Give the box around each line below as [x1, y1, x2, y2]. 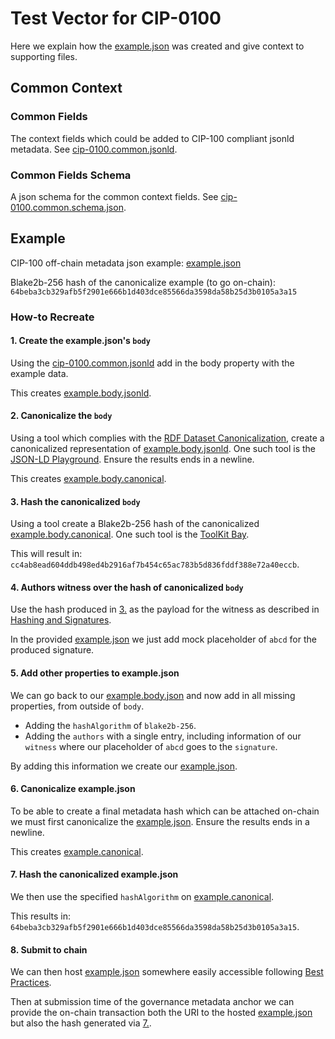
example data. [10, 367, 69, 379]
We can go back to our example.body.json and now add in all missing [10, 689, 296, 701]
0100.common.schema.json [10, 201, 124, 213]
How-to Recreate [10, 310, 95, 324]
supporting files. [10, 50, 78, 62]
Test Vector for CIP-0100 [10, 7, 222, 30]
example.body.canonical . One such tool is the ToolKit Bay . [10, 528, 250, 541]
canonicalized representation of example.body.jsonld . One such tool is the [10, 443, 317, 455]
